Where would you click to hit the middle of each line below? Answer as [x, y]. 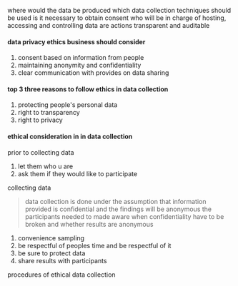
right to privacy [40, 120]
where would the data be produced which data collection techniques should [119, 10]
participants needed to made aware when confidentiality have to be [124, 216]
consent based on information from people [81, 58]
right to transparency [49, 113]
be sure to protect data [51, 253]
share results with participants [62, 260]
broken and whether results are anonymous [89, 224]
